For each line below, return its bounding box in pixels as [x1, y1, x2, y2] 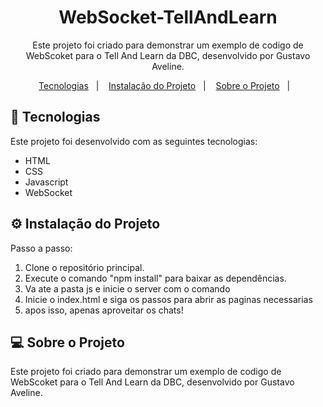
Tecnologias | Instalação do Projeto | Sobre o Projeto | [38, 79, 291, 91]
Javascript [24, 176, 69, 188]
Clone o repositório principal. [24, 261, 145, 273]
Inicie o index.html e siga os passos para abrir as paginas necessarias [24, 293, 313, 305]
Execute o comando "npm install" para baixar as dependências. [24, 272, 287, 284]
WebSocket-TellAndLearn [58, 6, 278, 29]
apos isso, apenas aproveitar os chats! [24, 304, 184, 316]
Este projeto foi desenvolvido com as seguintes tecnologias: [10, 135, 258, 147]
